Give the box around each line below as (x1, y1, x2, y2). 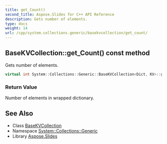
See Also (5, 109, 33, 118)
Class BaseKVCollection (12, 123, 62, 129)
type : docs (5, 21, 28, 26)
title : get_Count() (5, 7, 46, 12)
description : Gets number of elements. (5, 16, 88, 21)
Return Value (5, 83, 37, 90)
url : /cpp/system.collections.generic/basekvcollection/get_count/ (5, 30, 148, 35)
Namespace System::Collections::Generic (12, 128, 98, 134)
